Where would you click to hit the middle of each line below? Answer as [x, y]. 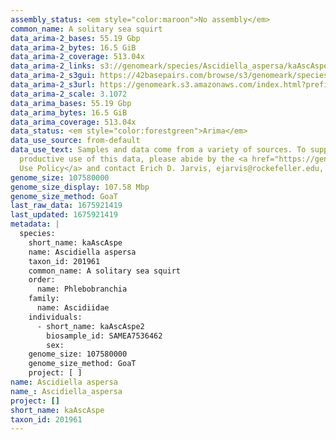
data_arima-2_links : [53, 66]
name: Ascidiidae [73, 308]
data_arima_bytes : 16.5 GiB [69, 112]
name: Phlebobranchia [82, 289]
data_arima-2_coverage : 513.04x [77, 57]
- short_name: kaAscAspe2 [90, 326]
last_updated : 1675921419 [64, 215]
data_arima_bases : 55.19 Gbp [71, 103]
